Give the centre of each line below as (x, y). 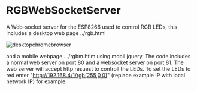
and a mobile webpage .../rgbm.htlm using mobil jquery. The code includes (99, 56)
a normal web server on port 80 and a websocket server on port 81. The (95, 62)
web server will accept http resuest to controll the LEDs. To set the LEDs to (99, 68)
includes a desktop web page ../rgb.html (56, 33)
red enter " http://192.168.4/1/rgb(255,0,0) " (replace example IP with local (96, 75)
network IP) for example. (37, 81)
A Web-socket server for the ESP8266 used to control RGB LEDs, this (92, 27)
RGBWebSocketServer (63, 10)
